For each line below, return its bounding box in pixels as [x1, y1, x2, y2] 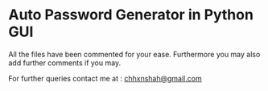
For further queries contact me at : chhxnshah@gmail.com [8, 73, 203, 83]
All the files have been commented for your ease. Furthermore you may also [8, 49, 261, 59]
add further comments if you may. [8, 58, 122, 68]
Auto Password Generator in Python [8, 6, 254, 24]
